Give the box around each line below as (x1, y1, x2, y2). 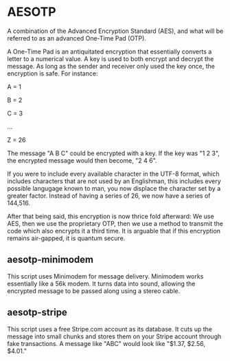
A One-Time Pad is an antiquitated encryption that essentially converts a (7, 47, 212, 56)
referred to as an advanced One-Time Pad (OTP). (7, 34, 146, 42)
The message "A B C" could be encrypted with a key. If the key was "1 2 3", (7, 149, 220, 157)
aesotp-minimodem (7, 254, 94, 266)
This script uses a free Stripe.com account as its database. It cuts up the (7, 325, 213, 333)
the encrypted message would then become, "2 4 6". (7, 156, 157, 165)
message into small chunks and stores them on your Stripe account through (7, 332, 222, 340)
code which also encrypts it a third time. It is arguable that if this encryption (7, 226, 221, 235)
